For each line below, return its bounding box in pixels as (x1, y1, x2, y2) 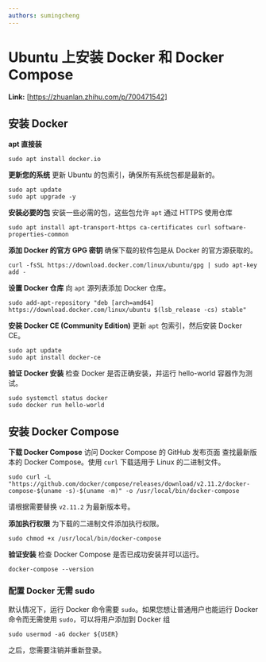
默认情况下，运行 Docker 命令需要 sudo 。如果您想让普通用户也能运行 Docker (8, 605, 259, 614)
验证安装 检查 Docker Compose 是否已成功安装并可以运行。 (8, 549, 204, 560)
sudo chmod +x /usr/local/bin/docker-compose (8, 535, 161, 543)
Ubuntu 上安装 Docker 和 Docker (8, 48, 225, 66)
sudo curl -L (8, 473, 52, 481)
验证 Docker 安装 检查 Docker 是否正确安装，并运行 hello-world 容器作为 (8, 368, 246, 378)
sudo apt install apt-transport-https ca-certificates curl (8, 224, 212, 232)
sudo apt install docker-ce (8, 354, 102, 362)
